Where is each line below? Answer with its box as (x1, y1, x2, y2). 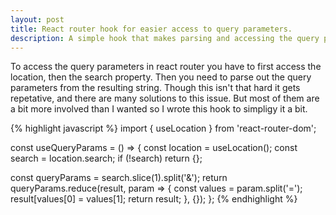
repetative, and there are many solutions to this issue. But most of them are (10, 92, 320, 105)
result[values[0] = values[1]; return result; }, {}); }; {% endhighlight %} (10, 193, 298, 205)
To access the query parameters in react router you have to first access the (10, 61, 322, 73)
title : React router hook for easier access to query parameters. (10, 24, 293, 34)
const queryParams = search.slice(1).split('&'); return (10, 172, 228, 184)
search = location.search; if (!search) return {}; (10, 152, 203, 165)
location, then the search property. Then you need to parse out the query (10, 71, 312, 83)
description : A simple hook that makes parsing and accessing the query (10, 33, 320, 43)
